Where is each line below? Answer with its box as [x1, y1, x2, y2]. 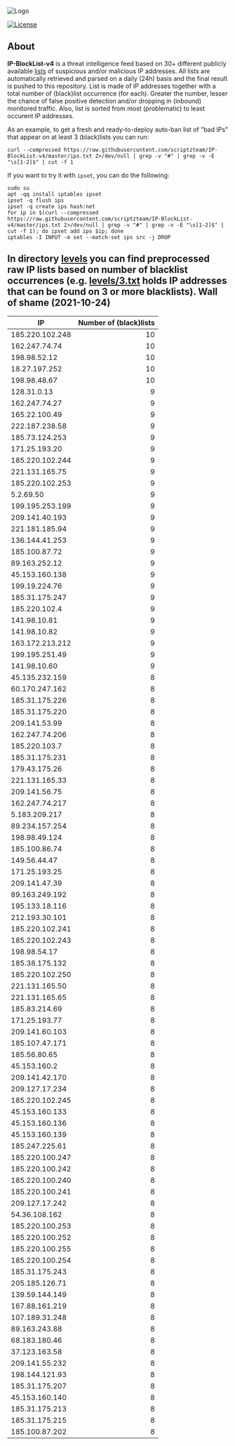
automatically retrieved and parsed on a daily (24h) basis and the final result [7, 74, 228, 82]
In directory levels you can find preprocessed [7, 253, 210, 265]
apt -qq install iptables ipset [7, 191, 102, 198]
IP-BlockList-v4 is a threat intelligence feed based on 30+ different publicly [7, 59, 227, 68]
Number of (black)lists [78, 317, 156, 327]
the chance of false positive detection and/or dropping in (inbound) [7, 96, 202, 105]
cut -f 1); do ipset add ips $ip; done [7, 227, 124, 235]
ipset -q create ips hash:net [7, 203, 96, 210]
